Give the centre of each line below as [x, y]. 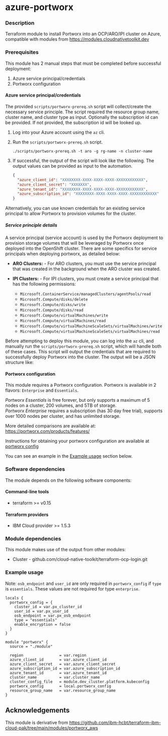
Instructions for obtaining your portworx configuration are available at [77, 441]
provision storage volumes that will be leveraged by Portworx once [74, 243]
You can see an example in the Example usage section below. [69, 456]
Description [20, 23]
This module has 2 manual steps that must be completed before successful [83, 63]
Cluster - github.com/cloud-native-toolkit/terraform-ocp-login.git [80, 559]
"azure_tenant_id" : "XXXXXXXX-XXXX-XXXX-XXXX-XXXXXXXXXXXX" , [83, 189]
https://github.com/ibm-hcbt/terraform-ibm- [115, 722]
